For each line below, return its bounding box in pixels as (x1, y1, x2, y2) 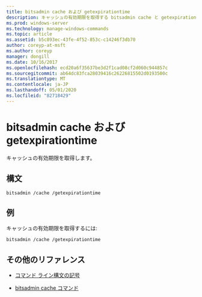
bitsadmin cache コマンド (14, 284, 79, 292)
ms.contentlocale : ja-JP (6, 82, 69, 88)
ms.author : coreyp (6, 48, 52, 54)
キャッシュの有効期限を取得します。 (6, 154, 96, 161)
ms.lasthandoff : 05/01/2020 (6, 87, 77, 93)
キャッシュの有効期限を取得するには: (6, 225, 98, 232)
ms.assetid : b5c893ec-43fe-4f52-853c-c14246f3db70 (6, 37, 136, 43)
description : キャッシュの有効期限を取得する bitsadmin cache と (6, 14, 159, 20)
